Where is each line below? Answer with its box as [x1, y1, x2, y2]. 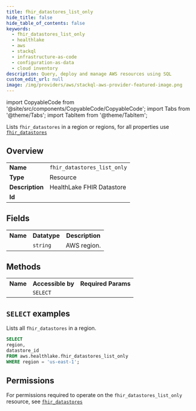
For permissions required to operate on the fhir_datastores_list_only [6, 392, 183, 399]
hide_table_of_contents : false [6, 20, 85, 26]
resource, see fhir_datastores [6, 398, 83, 406]
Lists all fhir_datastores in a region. [6, 324, 97, 332]
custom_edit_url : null [6, 76, 64, 82]
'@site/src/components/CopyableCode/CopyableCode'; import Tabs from [6, 105, 191, 112]
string [32, 242, 51, 249]
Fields [6, 213, 30, 224]
